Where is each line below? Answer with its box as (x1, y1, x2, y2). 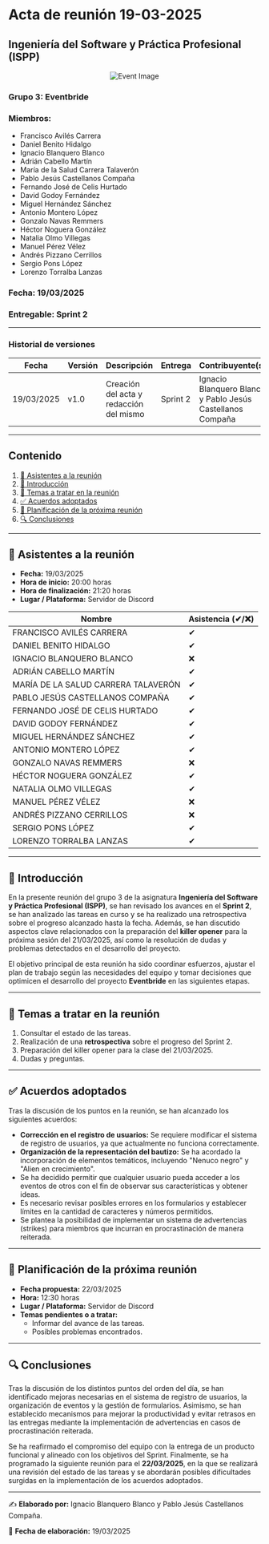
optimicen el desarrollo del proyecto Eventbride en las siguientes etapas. (8, 976, 251, 986)
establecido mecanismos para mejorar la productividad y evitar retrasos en (8, 1409, 256, 1419)
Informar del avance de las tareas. (31, 1318, 145, 1328)
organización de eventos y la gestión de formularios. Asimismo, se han (8, 1401, 242, 1410)
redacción (105, 398, 144, 410)
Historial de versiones (8, 339, 96, 350)
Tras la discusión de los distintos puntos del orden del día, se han (8, 1384, 224, 1393)
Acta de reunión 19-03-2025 (8, 6, 203, 24)
